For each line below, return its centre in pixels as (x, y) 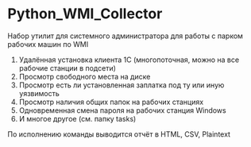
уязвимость (39, 93)
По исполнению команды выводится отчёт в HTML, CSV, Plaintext (119, 134)
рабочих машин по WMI (48, 44)
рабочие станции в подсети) (68, 68)
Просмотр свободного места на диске (85, 76)
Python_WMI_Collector (85, 14)
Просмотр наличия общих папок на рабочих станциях (111, 102)
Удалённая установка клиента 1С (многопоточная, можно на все (129, 60)
